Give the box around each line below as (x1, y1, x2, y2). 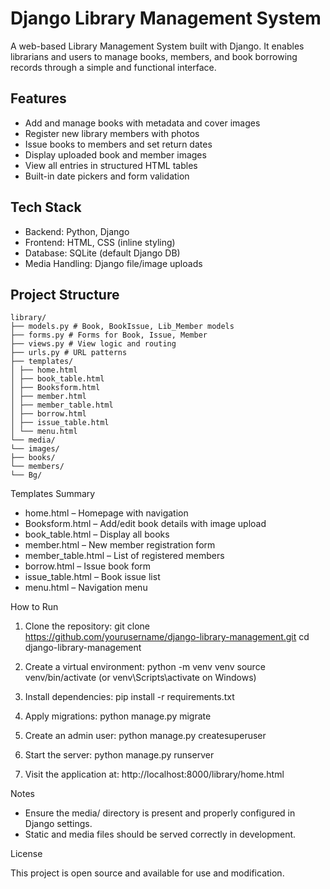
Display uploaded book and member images (24, 148, 207, 161)
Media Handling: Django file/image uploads (24, 257, 203, 269)
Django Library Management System (10, 7, 322, 30)
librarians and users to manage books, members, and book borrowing (10, 50, 298, 62)
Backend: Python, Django (24, 225, 130, 237)
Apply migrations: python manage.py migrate (24, 710, 212, 722)
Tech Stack (10, 199, 82, 216)
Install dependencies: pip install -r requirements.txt (24, 691, 235, 703)
